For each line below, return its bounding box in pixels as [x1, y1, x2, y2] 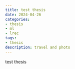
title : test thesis [5, 7, 46, 13]
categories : [5, 17, 30, 22]
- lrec [5, 31, 19, 36]
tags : [5, 36, 16, 41]
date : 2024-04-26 [5, 12, 41, 17]
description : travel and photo [5, 45, 70, 50]
